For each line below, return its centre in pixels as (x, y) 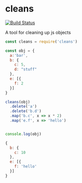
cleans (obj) (18, 102)
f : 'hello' (26, 166)
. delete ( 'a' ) (23, 107)
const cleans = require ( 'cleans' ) (42, 41)
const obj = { (20, 51)
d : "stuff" (26, 69)
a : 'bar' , (19, 55)
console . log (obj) (23, 134)
